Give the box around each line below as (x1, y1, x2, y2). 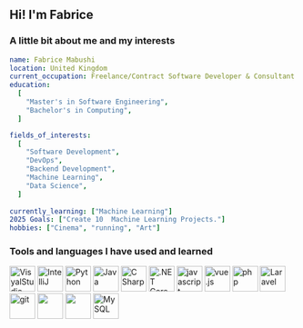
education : (9, 81, 51, 90)
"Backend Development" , (25, 164, 116, 174)
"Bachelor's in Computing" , (25, 105, 132, 114)
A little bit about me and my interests (9, 35, 176, 47)
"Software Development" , (25, 147, 120, 157)
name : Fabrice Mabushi (9, 55, 96, 65)
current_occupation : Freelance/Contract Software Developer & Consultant (9, 72, 296, 81)
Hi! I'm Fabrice (9, 7, 94, 23)
